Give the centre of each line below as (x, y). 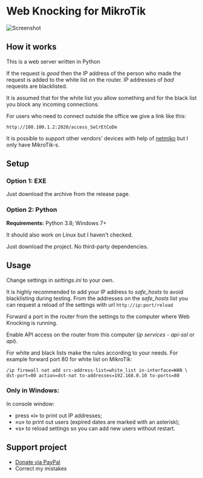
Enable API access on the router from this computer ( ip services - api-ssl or (101, 335)
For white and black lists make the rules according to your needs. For (92, 353)
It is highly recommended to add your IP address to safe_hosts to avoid (95, 292)
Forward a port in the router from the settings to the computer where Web (98, 316)
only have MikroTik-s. (33, 145)
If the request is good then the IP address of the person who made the (94, 73)
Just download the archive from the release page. (68, 194)
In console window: (31, 404)
